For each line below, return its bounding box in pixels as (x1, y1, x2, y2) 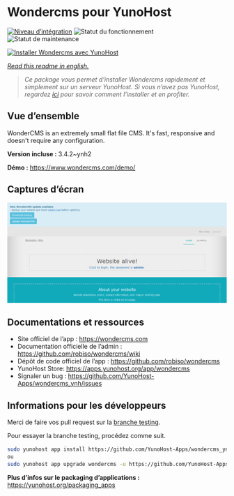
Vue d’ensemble (7, 110, 80, 122)
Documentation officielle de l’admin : (17, 343, 123, 351)
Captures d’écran (7, 183, 84, 195)
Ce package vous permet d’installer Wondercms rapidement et (24, 75, 205, 84)
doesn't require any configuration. (7, 136, 105, 144)
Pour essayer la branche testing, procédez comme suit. (7, 432, 166, 440)
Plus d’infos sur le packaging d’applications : (7, 473, 140, 481)
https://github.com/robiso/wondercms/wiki (17, 350, 141, 358)
